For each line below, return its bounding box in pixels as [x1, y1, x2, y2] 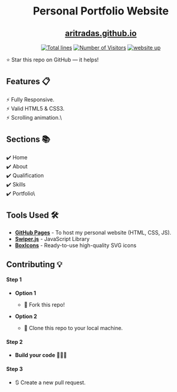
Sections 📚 [6, 134, 50, 145]
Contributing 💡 [6, 259, 63, 269]
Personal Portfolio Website [32, 4, 169, 18]
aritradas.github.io [65, 28, 137, 38]
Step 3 [6, 365, 23, 372]
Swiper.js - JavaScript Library [14, 236, 90, 243]
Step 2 [6, 338, 23, 345]
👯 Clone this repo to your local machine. [23, 325, 123, 332]
